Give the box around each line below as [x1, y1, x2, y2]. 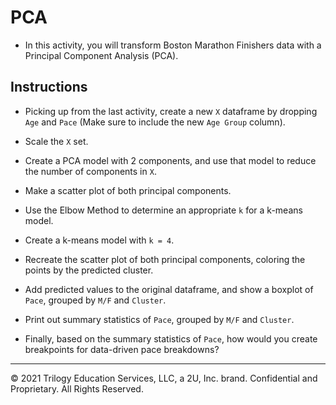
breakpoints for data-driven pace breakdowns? [24, 343, 220, 355]
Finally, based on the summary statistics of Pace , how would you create [24, 332, 318, 345]
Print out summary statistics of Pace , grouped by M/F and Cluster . [24, 313, 295, 325]
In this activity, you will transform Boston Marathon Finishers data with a [24, 39, 322, 51]
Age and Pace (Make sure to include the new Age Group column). [24, 116, 286, 128]
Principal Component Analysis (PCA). [24, 49, 179, 61]
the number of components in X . [24, 165, 157, 177]
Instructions [10, 79, 88, 96]
